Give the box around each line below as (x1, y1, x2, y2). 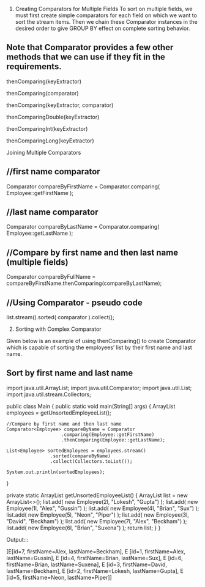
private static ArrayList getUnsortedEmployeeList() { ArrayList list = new (6, 492, 188, 499)
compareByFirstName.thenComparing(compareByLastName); (6, 279, 162, 287)
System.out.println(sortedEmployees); (6, 469, 105, 475)
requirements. (6, 61, 62, 72)
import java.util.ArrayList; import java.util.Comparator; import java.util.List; (6, 384, 192, 391)
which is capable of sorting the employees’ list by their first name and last (6, 344, 193, 351)
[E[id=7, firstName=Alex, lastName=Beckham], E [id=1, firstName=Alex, (6, 547, 185, 555)
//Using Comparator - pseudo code (6, 297, 143, 308)
